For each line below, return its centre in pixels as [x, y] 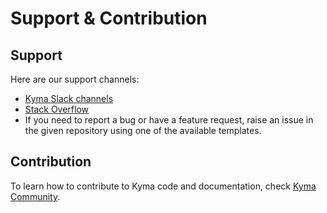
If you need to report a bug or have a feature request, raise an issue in [169, 120]
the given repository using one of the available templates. [143, 130]
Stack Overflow [57, 109]
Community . [35, 196]
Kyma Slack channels [69, 98]
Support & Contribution [109, 18]
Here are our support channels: [75, 79]
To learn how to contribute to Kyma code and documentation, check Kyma [163, 186]
